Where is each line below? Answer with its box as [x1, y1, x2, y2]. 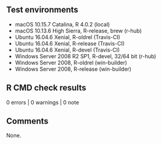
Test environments [6, 5, 78, 15]
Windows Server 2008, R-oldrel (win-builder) [14, 59, 128, 66]
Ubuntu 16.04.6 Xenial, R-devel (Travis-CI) [14, 46, 120, 53]
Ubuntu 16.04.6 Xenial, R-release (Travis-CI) [14, 40, 125, 47]
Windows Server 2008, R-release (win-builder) [14, 65, 131, 73]
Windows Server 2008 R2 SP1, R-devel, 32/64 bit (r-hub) [14, 52, 157, 59]
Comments [6, 116, 49, 127]
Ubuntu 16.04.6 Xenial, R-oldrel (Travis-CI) [14, 33, 120, 41]
